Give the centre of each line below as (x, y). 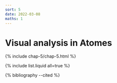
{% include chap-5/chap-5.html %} (41, 56)
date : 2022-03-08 (23, 14)
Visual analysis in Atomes (59, 43)
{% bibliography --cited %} (33, 75)
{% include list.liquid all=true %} (37, 66)
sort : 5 (13, 10)
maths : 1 (14, 19)
